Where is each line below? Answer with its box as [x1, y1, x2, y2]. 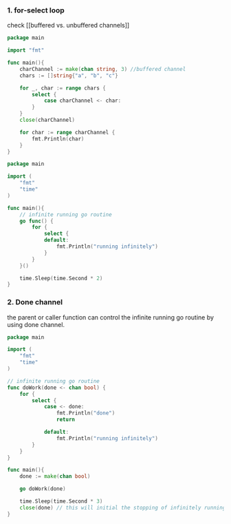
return [56, 416, 76, 423]
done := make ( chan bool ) [19, 473, 91, 480]
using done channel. [7, 320, 65, 328]
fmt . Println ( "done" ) [56, 410, 115, 417]
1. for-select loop [7, 6, 65, 15]
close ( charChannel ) [19, 116, 76, 124]
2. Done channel [7, 297, 63, 307]
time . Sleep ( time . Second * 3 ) [19, 498, 103, 505]
